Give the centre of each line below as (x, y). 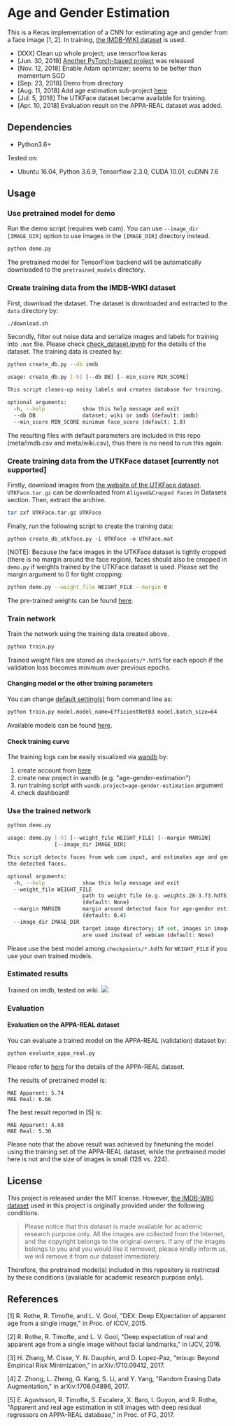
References (33, 1300)
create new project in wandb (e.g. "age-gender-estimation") (104, 778)
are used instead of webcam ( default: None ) (148, 935)
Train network (31, 618)
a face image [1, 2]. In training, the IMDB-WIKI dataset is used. (97, 39)
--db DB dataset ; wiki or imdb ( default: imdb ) (106, 415)
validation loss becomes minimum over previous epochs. (89, 667)
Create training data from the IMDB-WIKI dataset (92, 288)
